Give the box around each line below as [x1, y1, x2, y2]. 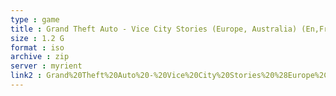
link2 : [10, 71, 43, 81]
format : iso [10, 42, 65, 53]
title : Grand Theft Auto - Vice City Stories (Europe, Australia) [10, 24, 298, 34]
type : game [10, 14, 60, 25]
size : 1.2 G [10, 33, 65, 43]
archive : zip [10, 52, 70, 62]
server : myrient [10, 61, 83, 71]
